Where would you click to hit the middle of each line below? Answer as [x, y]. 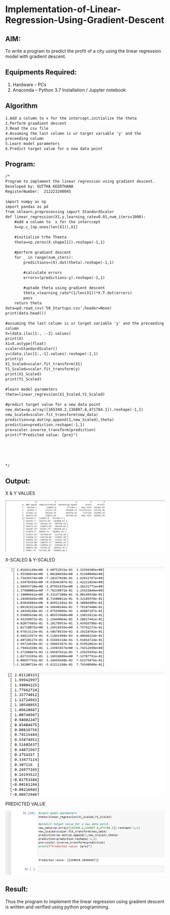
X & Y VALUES [20, 494]
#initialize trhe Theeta [40, 237]
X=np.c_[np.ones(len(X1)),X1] [46, 227]
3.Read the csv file [27, 128]
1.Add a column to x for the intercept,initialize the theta [71, 118]
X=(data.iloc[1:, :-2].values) [38, 334]
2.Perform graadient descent [36, 123]
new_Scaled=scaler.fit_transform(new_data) [52, 415]
